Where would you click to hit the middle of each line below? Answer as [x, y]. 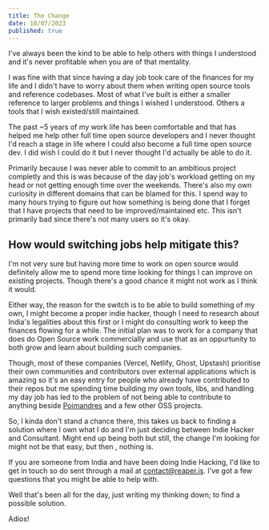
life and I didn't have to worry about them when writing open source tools [129, 86]
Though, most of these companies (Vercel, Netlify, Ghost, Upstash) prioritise [134, 363]
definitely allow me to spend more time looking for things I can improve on [130, 273]
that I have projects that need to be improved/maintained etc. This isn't [125, 211]
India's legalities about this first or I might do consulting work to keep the [128, 322]
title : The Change [39, 16]
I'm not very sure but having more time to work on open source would [123, 264]
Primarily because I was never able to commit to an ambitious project [122, 168]
